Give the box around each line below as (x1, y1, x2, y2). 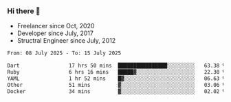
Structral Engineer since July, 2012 (16, 37, 116, 45)
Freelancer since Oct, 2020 (16, 22, 95, 30)
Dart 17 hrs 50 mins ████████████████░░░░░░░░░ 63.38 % (7, 62, 226, 70)
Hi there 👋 (7, 6, 41, 16)
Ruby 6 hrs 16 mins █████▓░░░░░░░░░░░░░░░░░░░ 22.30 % (7, 69, 226, 76)
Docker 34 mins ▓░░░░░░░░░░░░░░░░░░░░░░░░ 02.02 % (7, 88, 226, 95)
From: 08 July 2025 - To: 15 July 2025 (7, 50, 122, 57)
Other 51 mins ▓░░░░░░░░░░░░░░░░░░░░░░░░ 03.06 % (7, 81, 226, 88)
